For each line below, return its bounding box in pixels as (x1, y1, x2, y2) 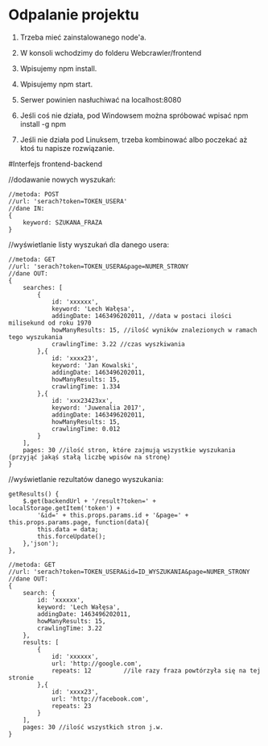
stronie (8, 673, 35, 681)
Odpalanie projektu (8, 6, 139, 24)
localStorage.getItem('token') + (8, 504, 121, 512)
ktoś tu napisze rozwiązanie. (19, 143, 115, 153)
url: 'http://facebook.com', (51, 694, 150, 703)
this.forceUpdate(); (37, 532, 106, 540)
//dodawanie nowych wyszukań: (8, 174, 116, 184)
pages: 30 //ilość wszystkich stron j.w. (23, 723, 163, 731)
